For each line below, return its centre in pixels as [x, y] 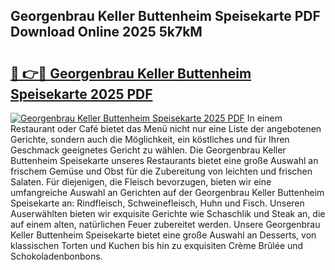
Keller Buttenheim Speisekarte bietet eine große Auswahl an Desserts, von [163, 235]
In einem [264, 118]
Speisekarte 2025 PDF [81, 94]
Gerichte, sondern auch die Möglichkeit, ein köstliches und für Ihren [150, 139]
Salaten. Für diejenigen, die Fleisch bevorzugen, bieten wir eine [141, 182]
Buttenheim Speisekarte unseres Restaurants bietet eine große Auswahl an [164, 160]
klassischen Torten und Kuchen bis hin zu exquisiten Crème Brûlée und [157, 245]
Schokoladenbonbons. [56, 256]
